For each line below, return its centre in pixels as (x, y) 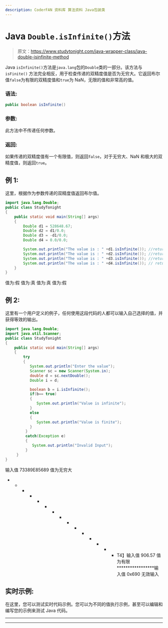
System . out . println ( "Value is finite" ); (79, 422)
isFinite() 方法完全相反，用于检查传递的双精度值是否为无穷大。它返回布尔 (83, 73)
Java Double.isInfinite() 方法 (68, 36)
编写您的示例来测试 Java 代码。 (38, 610)
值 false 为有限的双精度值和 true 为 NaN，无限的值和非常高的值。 (71, 80)
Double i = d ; (44, 380)
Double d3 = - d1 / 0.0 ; (46, 236)
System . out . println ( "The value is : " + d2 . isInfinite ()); (85, 254)
